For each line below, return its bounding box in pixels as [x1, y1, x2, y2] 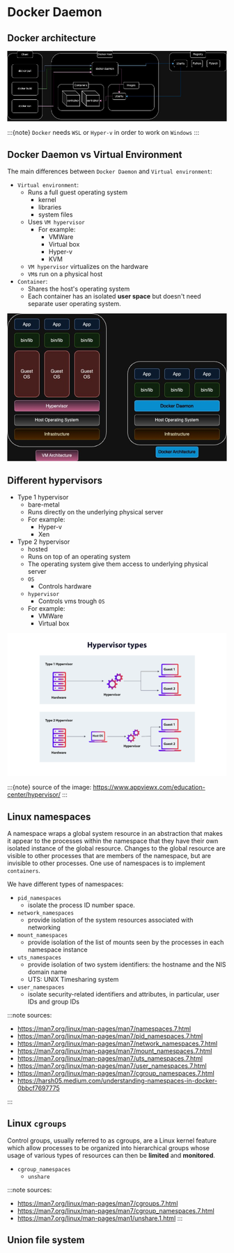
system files [38, 210, 73, 219]
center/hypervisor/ [7, 790, 61, 799]
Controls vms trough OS [38, 597, 105, 605]
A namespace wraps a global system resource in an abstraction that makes [7, 829, 223, 837]
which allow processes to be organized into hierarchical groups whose [7, 1143, 210, 1152]
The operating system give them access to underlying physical [27, 560, 208, 568]
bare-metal [27, 500, 61, 509]
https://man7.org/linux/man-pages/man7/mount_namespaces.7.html [17, 1046, 212, 1055]
